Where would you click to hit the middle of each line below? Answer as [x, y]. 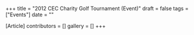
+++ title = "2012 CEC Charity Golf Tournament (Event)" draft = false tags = [97, 8]
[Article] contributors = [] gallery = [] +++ [56, 26]
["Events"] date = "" [30, 15]
